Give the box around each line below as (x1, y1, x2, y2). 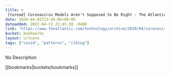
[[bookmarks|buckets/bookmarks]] (5, 64, 78, 70)
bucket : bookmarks (5, 31, 44, 36)
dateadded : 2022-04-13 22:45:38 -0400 (5, 21, 87, 27)
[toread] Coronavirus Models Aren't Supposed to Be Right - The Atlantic (7, 12, 166, 17)
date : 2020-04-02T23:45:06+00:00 (5, 17, 76, 22)
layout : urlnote (5, 36, 39, 41)
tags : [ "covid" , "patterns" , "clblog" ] (5, 41, 90, 46)
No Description (5, 54, 37, 60)
